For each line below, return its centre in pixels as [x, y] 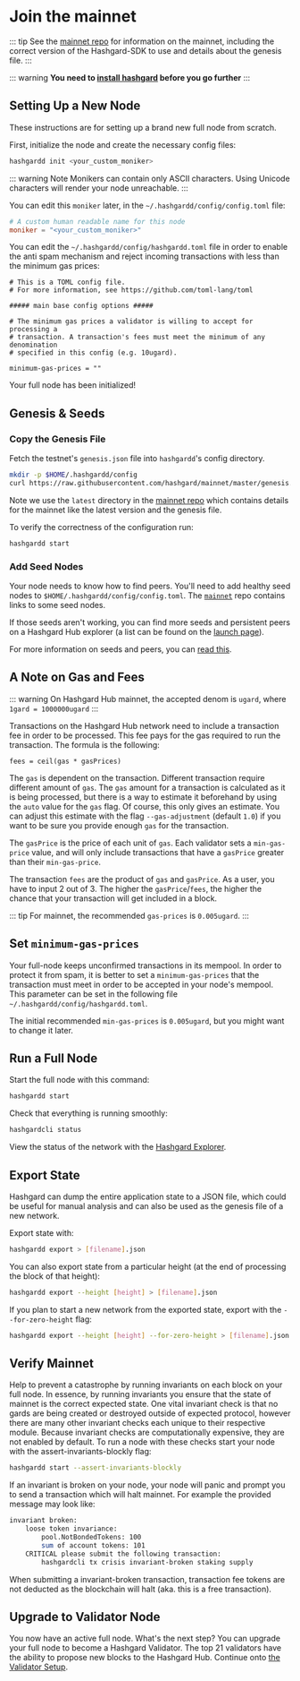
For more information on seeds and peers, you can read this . [121, 649]
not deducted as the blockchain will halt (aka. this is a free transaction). [141, 1589]
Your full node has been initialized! [73, 385]
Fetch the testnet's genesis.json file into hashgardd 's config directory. [137, 459]
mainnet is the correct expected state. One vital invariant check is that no [144, 1404]
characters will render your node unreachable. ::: [99, 188]
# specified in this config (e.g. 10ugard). [93, 353]
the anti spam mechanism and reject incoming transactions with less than [144, 256]
